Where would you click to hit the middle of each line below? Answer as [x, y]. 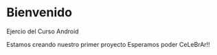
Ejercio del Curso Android [43, 31]
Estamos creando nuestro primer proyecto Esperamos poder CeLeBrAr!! [108, 44]
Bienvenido [39, 13]
